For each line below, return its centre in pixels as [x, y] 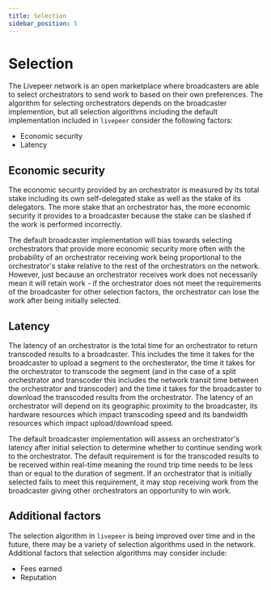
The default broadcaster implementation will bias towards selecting [121, 240]
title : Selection [38, 16]
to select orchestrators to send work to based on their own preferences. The [136, 95]
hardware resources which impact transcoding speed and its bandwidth [128, 415]
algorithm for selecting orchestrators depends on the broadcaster [118, 103]
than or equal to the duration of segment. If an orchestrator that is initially [130, 474]
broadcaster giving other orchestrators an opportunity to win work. [120, 491]
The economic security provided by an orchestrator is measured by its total [134, 190]
